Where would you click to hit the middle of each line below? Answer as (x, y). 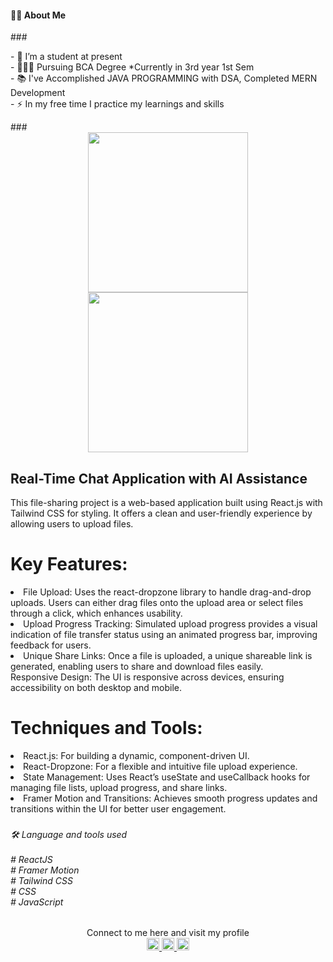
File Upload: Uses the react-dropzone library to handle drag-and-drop (167, 592)
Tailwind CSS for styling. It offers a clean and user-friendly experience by (161, 513)
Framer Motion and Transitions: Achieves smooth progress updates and (170, 798)
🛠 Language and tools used (69, 834)
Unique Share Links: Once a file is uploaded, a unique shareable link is (168, 655)
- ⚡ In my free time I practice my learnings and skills (117, 104)
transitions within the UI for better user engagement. (118, 808)
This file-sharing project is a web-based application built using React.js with (166, 503)
